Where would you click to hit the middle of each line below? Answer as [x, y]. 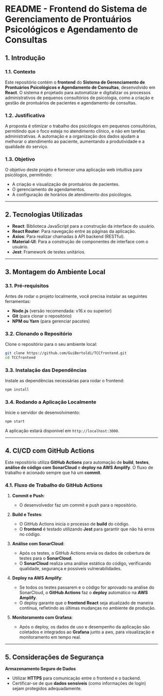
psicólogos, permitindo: [29, 175]
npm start [15, 422]
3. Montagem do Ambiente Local [55, 272]
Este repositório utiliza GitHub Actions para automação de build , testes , [78, 462]
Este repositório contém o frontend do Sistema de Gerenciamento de [75, 82]
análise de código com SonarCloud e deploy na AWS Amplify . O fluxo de [79, 468]
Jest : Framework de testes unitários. [49, 252]
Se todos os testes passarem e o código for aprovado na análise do [87, 587]
